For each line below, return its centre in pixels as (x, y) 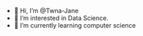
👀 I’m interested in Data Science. (61, 18)
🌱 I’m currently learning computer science (75, 25)
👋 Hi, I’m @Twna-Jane (46, 11)
